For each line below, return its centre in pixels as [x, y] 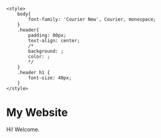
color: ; [39, 57]
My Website [37, 113]
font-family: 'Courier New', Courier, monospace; [92, 19]
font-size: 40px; [50, 78]
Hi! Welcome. [23, 129]
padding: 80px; [47, 35]
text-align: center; [54, 41]
